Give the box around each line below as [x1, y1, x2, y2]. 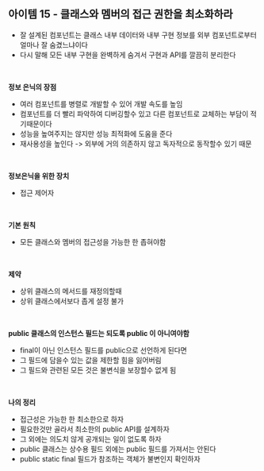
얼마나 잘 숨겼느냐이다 [19, 40, 89, 49]
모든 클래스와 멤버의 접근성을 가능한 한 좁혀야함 [19, 237, 166, 246]
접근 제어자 [19, 187, 55, 197]
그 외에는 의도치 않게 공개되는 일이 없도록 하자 [19, 434, 162, 443]
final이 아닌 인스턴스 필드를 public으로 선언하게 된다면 [19, 345, 188, 355]
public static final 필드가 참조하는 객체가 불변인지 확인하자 [19, 454, 201, 463]
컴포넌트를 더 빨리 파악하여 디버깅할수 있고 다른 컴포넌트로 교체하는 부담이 [19, 109, 249, 118]
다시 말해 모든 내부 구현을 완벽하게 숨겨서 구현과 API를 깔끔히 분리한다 [19, 50, 236, 60]
